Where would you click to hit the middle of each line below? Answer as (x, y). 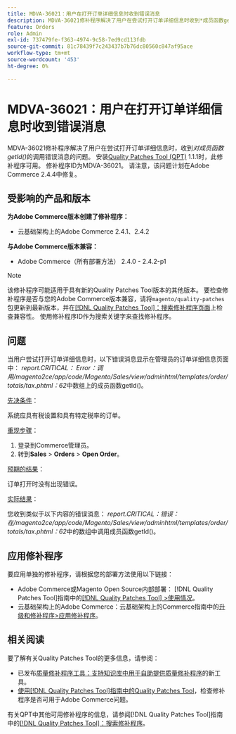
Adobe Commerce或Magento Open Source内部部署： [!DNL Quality (115, 589)
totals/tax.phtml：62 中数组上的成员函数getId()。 (77, 386)
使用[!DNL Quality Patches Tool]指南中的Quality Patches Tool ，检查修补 (121, 690)
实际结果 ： (23, 499)
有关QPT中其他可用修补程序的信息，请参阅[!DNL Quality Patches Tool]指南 (115, 714)
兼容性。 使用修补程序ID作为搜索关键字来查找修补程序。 (94, 317)
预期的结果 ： (26, 469)
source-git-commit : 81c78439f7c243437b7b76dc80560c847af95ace (100, 46)
